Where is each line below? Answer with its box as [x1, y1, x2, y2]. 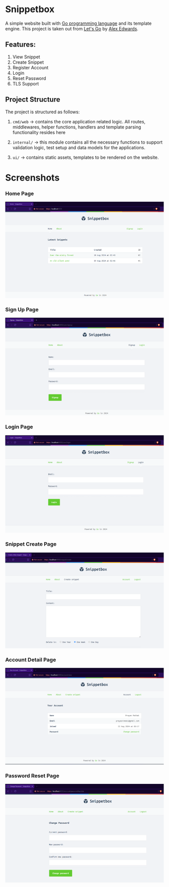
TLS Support [12, 80, 39, 86]
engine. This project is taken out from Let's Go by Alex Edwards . [5, 25, 138, 31]
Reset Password [12, 75, 46, 81]
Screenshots [5, 172, 60, 183]
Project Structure [5, 95, 60, 104]
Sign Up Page [5, 306, 39, 313]
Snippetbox [5, 4, 55, 15]
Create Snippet [12, 59, 44, 65]
